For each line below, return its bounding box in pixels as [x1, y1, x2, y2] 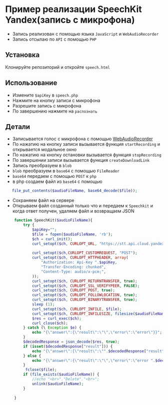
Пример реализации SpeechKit [5, 4, 142, 15]
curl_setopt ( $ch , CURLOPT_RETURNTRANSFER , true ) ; [31, 278, 137, 283]
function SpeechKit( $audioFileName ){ [14, 218, 93, 223]
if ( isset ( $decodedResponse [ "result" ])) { [23, 344, 113, 349]
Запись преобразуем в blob [12, 162, 72, 169]
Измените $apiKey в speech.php [12, 92, 78, 98]
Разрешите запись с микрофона [12, 103, 81, 109]
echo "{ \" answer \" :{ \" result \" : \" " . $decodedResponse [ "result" [31, 348, 164, 354]
